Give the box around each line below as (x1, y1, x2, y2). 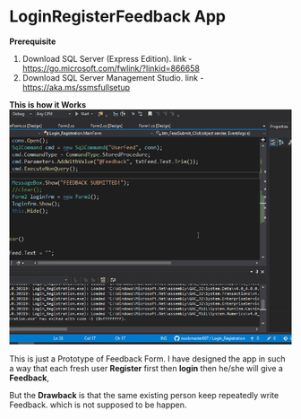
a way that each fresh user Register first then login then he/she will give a (9, 363, 284, 374)
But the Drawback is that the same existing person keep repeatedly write (9, 390, 279, 401)
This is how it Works (9, 99, 87, 109)
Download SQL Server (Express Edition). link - (21, 53, 193, 64)
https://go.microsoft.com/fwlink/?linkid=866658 (21, 63, 200, 74)
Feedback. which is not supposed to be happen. (9, 399, 187, 410)
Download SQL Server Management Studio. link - (21, 72, 204, 83)
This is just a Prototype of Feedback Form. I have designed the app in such (9, 354, 286, 364)
